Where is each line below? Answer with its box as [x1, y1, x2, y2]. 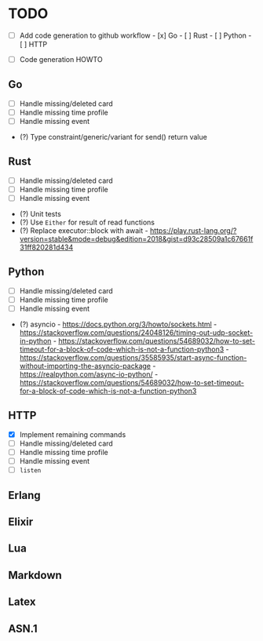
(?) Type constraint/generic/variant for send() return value [19, 133, 208, 142]
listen [19, 467, 42, 475]
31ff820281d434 [19, 242, 74, 252]
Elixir [8, 515, 34, 528]
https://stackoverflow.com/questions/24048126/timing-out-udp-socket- [19, 328, 254, 337]
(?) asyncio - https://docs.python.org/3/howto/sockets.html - [19, 319, 217, 330]
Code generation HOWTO [19, 55, 104, 64]
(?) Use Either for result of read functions [19, 217, 155, 228]
